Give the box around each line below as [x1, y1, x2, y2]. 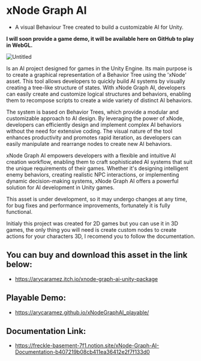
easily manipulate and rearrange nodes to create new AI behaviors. [6, 140, 172, 147]
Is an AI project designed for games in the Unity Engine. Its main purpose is [6, 64, 193, 72]
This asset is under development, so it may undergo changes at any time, [6, 195, 188, 202]
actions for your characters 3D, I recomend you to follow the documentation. [6, 232, 196, 240]
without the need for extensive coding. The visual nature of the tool [6, 127, 173, 135]
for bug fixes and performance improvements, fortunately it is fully [6, 202, 171, 209]
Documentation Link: [6, 326, 86, 336]
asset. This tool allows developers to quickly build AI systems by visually [6, 77, 185, 85]
